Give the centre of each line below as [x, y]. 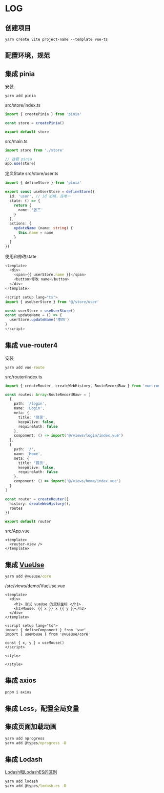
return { [23, 205]
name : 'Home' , [28, 454]
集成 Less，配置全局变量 [42, 708]
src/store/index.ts [23, 105]
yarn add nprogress [25, 738]
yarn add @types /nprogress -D [36, 743]
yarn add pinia [20, 96]
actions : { [20, 223]
